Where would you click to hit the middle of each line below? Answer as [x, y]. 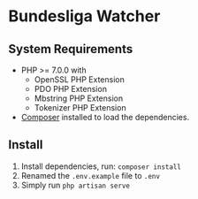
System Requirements [71, 49]
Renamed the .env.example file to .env [91, 175]
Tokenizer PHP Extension [80, 107]
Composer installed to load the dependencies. [105, 117]
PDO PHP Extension [71, 89]
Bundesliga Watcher [84, 16]
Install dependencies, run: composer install [101, 166]
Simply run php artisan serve [75, 185]
